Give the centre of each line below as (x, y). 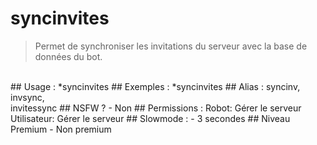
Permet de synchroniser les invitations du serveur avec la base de (171, 46)
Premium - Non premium (61, 129)
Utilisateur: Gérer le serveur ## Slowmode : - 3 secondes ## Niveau (150, 118)
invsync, (27, 97)
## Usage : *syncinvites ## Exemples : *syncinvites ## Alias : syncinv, (155, 86)
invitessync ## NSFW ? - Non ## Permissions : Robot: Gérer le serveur (156, 108)
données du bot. (68, 56)
